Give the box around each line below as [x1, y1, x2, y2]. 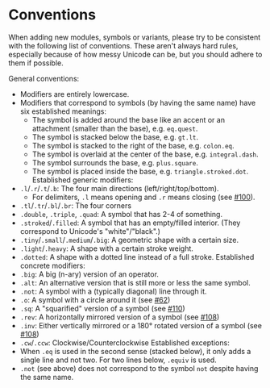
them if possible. [8, 58, 64, 68]
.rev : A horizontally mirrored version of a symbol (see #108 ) [19, 312, 220, 322]
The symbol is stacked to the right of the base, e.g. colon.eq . [31, 140, 235, 150]
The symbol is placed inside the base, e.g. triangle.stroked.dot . [31, 166, 249, 176]
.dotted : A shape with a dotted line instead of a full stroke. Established [19, 252, 255, 261]
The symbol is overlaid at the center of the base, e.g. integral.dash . [31, 149, 260, 159]
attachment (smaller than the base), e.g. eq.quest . [31, 123, 198, 133]
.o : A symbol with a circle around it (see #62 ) [19, 294, 171, 304]
